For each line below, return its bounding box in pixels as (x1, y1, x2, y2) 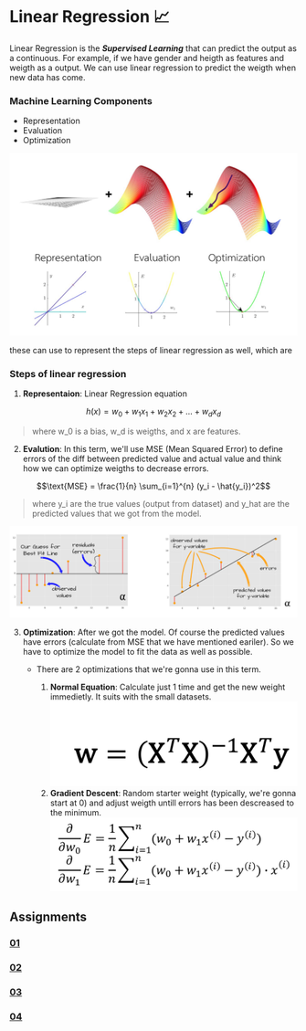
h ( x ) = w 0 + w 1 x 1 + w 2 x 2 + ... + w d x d (85, 405, 222, 419)
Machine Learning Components (9, 94, 153, 107)
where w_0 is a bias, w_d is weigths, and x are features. (31, 426, 241, 437)
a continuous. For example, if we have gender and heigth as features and (9, 52, 285, 63)
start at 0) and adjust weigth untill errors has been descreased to (49, 797, 295, 808)
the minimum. (49, 806, 102, 817)
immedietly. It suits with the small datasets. (49, 691, 212, 702)
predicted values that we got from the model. (31, 508, 203, 519)
